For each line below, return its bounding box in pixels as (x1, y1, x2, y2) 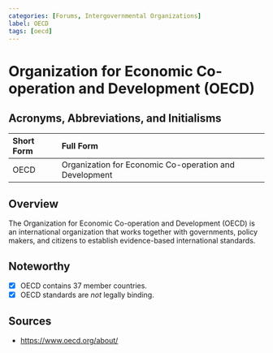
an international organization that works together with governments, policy (8, 227, 258, 237)
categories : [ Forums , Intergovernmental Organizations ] (8, 11, 201, 20)
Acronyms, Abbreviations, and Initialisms (8, 111, 222, 125)
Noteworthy (8, 259, 71, 273)
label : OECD (8, 19, 49, 28)
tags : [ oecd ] (8, 27, 53, 35)
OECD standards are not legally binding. (19, 290, 154, 300)
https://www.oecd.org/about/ (19, 335, 119, 345)
